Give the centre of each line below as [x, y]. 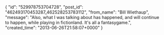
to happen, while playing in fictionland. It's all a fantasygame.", [68, 22]
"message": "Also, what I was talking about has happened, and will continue [82, 17]
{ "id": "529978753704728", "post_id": [44, 7]
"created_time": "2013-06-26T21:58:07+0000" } [54, 28]
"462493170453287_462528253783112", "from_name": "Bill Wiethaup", [77, 12]
